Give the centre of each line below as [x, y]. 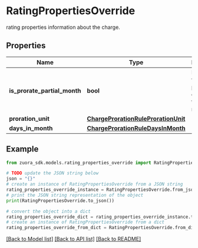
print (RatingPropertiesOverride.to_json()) [60, 201]
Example [22, 149]
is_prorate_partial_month [45, 91]
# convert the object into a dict [49, 211]
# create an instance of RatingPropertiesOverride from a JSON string [95, 184]
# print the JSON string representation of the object [75, 195]
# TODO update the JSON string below [52, 173]
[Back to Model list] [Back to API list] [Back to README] [74, 239]
